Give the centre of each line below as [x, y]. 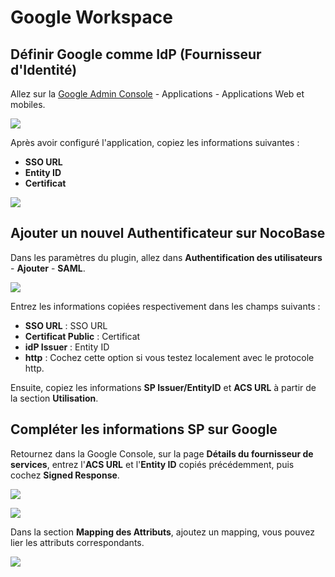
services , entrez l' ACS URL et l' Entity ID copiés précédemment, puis [152, 464]
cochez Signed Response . [65, 475]
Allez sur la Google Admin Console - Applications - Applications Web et [157, 94]
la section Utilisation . [54, 398]
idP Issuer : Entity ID [67, 347]
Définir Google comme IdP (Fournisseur [136, 54]
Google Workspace [91, 17]
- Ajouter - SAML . [48, 268]
